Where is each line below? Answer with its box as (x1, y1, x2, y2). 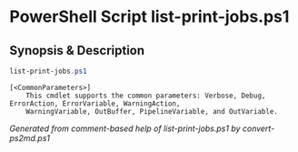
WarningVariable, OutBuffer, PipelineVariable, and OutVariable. (25, 106, 279, 116)
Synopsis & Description (9, 43, 145, 58)
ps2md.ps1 (9, 132, 51, 143)
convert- (242, 123, 275, 134)
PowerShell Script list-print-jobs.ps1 (9, 6, 290, 27)
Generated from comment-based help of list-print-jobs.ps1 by (9, 123, 241, 134)
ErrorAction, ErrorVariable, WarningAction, (9, 98, 181, 108)
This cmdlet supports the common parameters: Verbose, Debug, (25, 91, 266, 100)
